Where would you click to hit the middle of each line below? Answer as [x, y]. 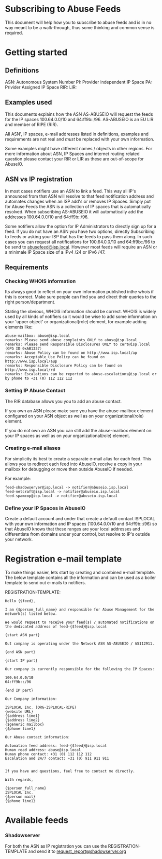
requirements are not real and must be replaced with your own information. [80, 139]
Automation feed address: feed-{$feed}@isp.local [56, 746]
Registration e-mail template [64, 559]
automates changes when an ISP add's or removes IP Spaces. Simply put [78, 201]
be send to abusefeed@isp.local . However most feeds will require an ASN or [81, 247]
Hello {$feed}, [20, 601]
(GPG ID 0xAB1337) [23, 349]
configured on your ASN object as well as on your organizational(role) [74, 416]
